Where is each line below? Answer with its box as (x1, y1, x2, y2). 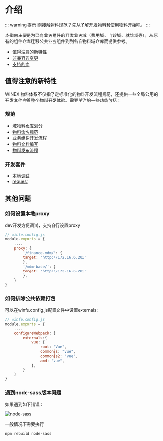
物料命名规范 (12, 129, 38, 135)
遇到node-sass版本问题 (5, 389, 62, 396)
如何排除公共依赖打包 (5, 295, 55, 302)
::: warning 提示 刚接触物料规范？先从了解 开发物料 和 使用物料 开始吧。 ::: (5, 22, 150, 28)
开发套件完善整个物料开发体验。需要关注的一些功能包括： (5, 97, 121, 103)
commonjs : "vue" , (40, 349, 76, 354)
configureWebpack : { (14, 331, 56, 336)
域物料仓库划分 (12, 123, 43, 129)
